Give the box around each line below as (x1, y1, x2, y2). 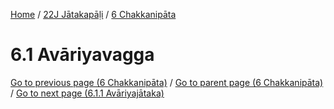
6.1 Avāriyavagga (10, 44, 155, 66)
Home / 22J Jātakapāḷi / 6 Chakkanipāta (10, 9, 177, 20)
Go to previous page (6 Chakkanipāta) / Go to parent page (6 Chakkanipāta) (10, 76, 324, 88)
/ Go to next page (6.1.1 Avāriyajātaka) (10, 87, 165, 99)
